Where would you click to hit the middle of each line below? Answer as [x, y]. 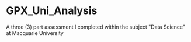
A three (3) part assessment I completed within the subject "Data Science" [96, 27]
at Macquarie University [35, 33]
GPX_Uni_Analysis [52, 11]
